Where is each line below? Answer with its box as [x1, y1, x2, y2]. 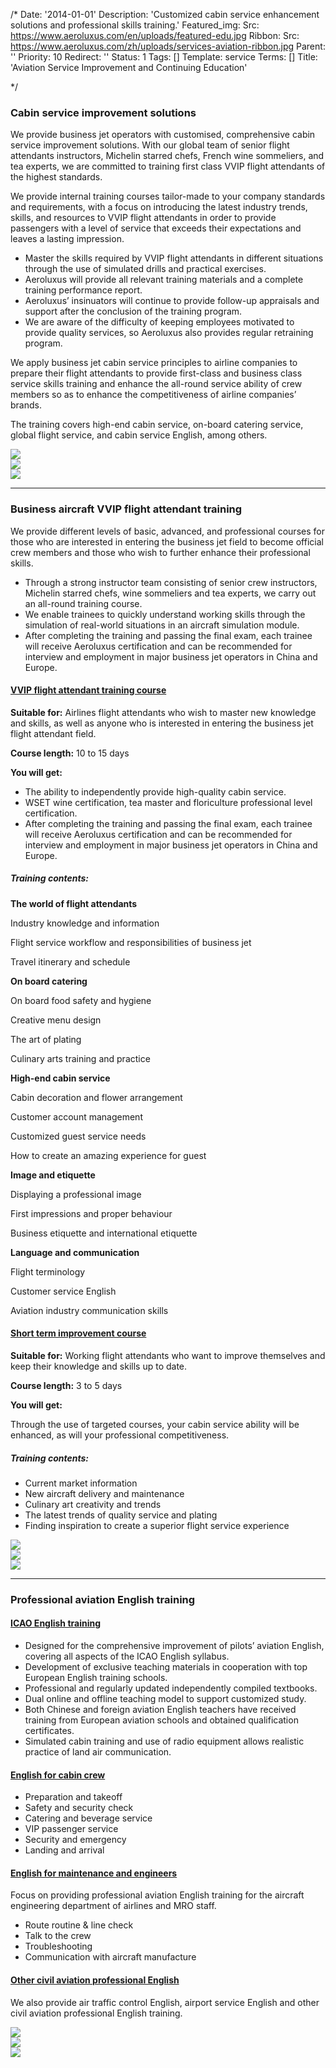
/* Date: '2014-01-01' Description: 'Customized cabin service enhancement [10, 9, 320, 20]
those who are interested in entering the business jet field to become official [10, 535, 324, 548]
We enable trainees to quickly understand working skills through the [24, 608, 306, 620]
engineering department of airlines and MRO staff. [10, 1900, 217, 1912]
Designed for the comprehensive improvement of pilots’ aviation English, [24, 1640, 325, 1652]
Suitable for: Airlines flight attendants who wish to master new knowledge [10, 706, 317, 718]
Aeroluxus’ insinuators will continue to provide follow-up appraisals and [24, 295, 320, 307]
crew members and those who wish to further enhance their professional [10, 546, 311, 558]
